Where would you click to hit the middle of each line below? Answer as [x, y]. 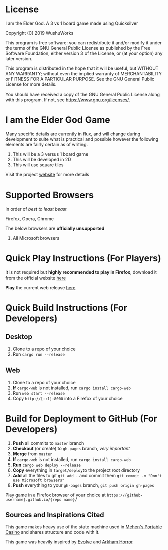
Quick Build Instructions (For [66, 307]
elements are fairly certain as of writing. [47, 144]
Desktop [19, 337]
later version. [19, 58]
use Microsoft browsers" [38, 480]
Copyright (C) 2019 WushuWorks [39, 33]
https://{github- [125, 495]
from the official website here [36, 278]
